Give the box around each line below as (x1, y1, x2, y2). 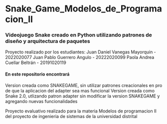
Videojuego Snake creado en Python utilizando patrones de (5, 31, 152, 38)
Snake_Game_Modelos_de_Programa (5, 3, 163, 14)
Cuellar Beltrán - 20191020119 (5, 59, 66, 65)
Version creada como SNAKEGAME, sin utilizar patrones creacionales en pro (5, 82, 163, 88)
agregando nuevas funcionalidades (5, 98, 78, 104)
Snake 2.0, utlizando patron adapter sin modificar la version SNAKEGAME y (5, 93, 160, 99)
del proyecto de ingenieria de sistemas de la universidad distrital (5, 113, 138, 119)
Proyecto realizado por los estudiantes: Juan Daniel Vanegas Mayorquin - (5, 49, 156, 55)
